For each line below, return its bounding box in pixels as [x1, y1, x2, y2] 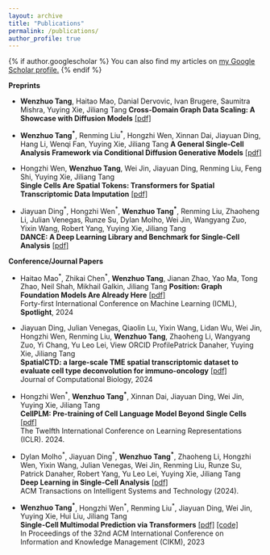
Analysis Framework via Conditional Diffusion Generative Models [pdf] [19, 147, 262, 158]
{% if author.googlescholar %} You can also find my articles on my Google [8, 57, 255, 66]
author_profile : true [8, 34, 81, 43]
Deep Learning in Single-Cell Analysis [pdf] [19, 477, 168, 487]
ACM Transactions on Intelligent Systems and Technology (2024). [19, 486, 239, 495]
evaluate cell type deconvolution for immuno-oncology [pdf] [19, 366, 227, 376]
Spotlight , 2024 [19, 308, 74, 317]
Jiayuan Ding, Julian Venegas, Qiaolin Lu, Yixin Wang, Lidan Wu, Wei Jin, [19, 323, 263, 333]
